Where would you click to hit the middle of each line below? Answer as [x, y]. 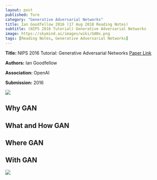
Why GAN [21, 108]
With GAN [21, 160]
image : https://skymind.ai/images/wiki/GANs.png [58, 34]
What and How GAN [37, 125]
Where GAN [24, 143]
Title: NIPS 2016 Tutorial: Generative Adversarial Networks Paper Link [78, 53]
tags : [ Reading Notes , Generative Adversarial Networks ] [67, 39]
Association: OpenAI [27, 72]
